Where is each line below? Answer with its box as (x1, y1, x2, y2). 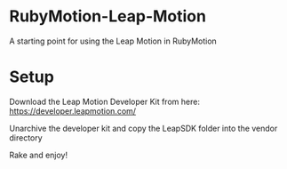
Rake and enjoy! (9, 149, 68, 160)
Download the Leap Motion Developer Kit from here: (9, 96, 200, 107)
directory (9, 132, 43, 143)
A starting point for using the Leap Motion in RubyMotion (9, 36, 218, 46)
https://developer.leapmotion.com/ (9, 105, 136, 117)
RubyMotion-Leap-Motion (9, 6, 207, 27)
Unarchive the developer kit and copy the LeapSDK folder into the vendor (9, 123, 278, 133)
